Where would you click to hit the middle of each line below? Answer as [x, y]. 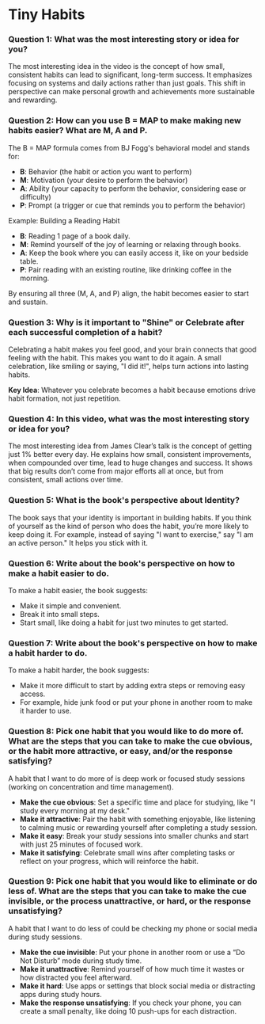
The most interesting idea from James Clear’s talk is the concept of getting [130, 446]
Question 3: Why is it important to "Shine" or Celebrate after [127, 322]
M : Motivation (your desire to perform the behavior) [104, 180]
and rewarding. [33, 100]
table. [29, 261]
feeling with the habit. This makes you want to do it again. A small [115, 358]
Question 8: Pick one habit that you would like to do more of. [126, 732]
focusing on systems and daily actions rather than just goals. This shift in [127, 83]
